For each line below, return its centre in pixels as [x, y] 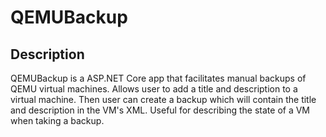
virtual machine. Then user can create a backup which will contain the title [163, 99]
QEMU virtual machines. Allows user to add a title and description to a [154, 89]
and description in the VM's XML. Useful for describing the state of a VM [160, 110]
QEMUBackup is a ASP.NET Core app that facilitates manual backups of [158, 78]
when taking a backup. [57, 120]
